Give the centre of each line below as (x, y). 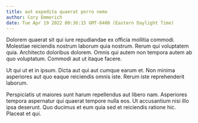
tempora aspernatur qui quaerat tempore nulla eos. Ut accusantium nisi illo (98, 101)
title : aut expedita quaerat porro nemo (57, 12)
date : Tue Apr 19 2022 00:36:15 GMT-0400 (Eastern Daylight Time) (90, 23)
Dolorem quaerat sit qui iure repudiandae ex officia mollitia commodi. (91, 40)
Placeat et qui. (24, 113)
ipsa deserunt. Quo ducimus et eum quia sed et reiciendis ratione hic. (91, 107)
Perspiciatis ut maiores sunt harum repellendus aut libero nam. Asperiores (97, 95)
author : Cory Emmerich (34, 17)
